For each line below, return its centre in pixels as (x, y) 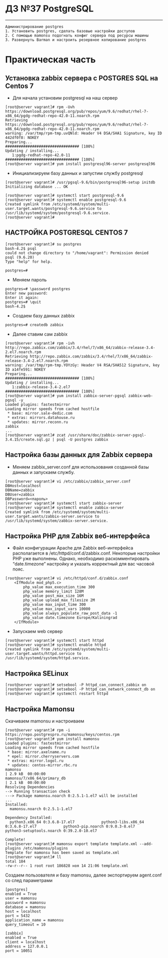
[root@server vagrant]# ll (33, 857)
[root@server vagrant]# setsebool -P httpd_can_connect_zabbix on (76, 685)
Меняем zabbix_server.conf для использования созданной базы (80, 467)
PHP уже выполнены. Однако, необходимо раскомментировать (81, 558)
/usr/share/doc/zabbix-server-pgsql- (107, 435)
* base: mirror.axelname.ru (36, 752)
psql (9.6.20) (20, 257)
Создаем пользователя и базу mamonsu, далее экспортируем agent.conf (83, 875)
